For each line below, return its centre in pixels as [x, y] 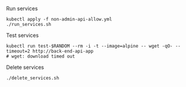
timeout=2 [18, 51]
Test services [22, 35]
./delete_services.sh [33, 78]
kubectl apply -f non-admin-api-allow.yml [59, 19]
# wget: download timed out [41, 56]
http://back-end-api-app [63, 51]
